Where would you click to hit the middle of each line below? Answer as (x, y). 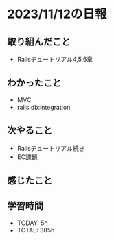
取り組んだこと (39, 41)
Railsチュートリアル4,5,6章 (55, 59)
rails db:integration (44, 107)
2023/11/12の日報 (57, 14)
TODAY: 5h (32, 223)
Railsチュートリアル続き (51, 148)
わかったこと (34, 83)
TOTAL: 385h (36, 230)
